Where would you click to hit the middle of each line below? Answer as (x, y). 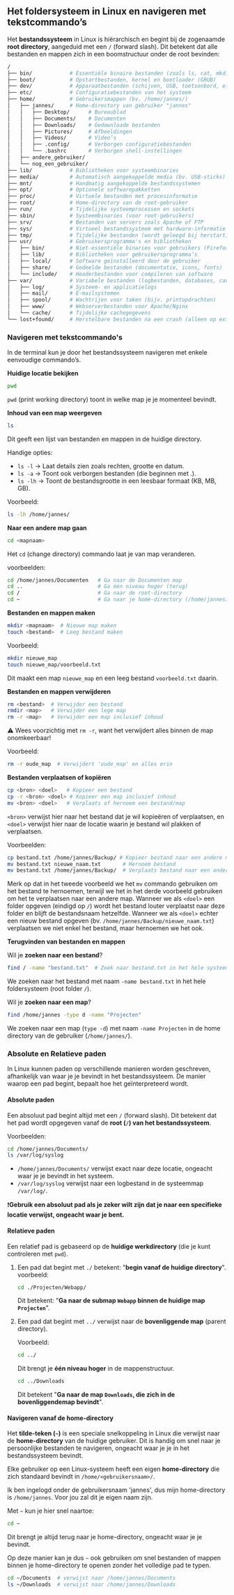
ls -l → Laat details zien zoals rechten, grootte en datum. (101, 465)
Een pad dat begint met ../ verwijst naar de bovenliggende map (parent (122, 1322)
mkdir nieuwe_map (32, 658)
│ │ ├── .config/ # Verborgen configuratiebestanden (99, 145)
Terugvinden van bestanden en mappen (66, 942)
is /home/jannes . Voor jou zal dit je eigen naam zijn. (80, 1497)
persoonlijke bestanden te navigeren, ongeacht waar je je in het (99, 1448)
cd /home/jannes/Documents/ (48, 1149)
